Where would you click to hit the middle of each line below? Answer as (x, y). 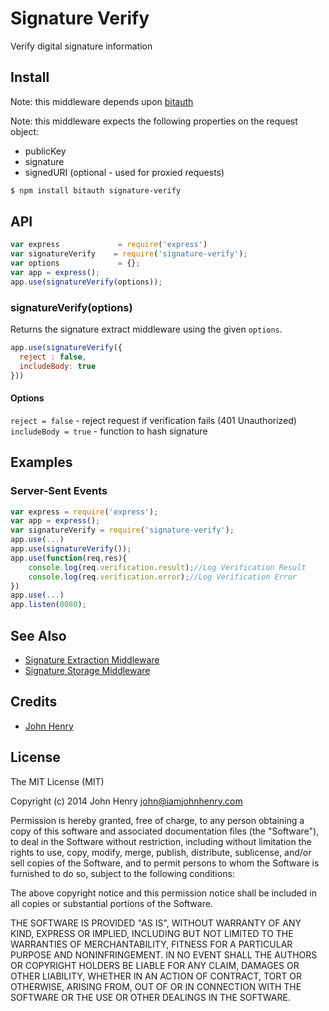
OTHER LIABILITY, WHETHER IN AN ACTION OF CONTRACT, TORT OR (156, 976)
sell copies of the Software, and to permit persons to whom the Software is (165, 863)
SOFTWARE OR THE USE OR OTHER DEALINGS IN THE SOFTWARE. (150, 997)
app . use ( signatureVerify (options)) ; (86, 282)
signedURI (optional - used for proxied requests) (124, 172)
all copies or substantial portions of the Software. (111, 903)
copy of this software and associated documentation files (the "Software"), (165, 831)
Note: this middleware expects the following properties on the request (154, 121)
